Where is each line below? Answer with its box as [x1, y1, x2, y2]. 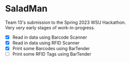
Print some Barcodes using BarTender [12, 46, 90, 52]
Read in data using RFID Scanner [12, 40, 80, 46]
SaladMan [5, 3, 48, 14]
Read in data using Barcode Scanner [12, 34, 87, 40]
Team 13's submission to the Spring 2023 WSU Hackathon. [5, 19, 126, 25]
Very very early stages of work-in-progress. [5, 24, 95, 30]
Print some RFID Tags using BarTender [12, 51, 92, 57]
